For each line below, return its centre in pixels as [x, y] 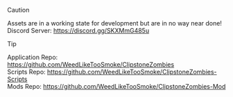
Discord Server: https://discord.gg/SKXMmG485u [78, 31]
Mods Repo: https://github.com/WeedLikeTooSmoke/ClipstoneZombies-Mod [116, 86]
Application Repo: [33, 57]
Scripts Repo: [27, 72]
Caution [18, 10]
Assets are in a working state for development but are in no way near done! [114, 23]
